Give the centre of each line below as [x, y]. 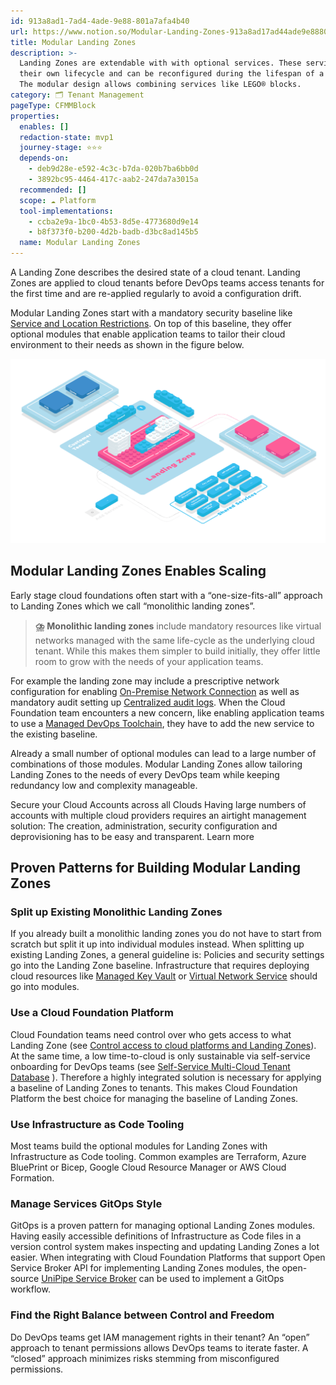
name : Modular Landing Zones [80, 243]
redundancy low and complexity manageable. [104, 785]
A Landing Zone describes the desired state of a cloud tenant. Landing [155, 272]
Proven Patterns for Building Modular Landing [155, 868]
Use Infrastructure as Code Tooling [97, 1124]
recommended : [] [53, 190]
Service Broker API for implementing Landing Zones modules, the [145, 1268]
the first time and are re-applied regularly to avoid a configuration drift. [156, 293]
